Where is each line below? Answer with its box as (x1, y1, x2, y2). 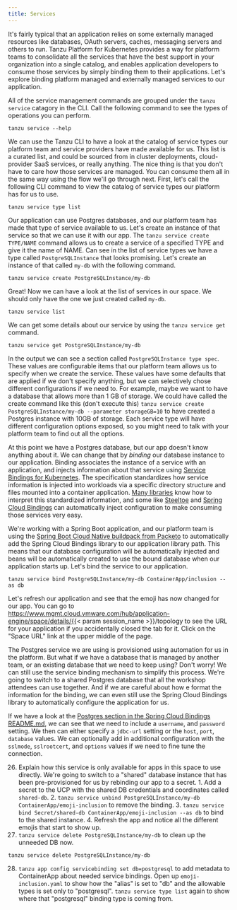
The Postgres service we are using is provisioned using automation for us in (8, 645, 229, 654)
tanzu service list (8, 308, 66, 315)
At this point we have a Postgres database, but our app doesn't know (8, 443, 209, 451)
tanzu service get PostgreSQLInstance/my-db (8, 342, 141, 349)
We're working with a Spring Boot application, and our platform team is (8, 524, 214, 532)
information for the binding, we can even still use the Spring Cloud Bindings (8, 690, 228, 699)
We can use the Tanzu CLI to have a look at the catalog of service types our (8, 137, 229, 146)
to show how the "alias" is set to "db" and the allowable (63, 879, 226, 887)
